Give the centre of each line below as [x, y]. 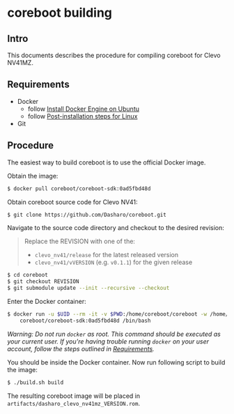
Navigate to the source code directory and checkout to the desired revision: [116, 228]
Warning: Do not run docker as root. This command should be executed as [114, 334]
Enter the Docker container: [47, 301]
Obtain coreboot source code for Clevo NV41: [72, 202]
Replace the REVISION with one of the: [80, 241]
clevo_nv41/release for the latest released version [107, 255]
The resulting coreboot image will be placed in [74, 396]
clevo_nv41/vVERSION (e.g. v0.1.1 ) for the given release [114, 262]
